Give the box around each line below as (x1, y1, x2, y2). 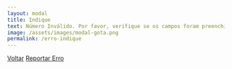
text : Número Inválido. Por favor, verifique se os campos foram (7, 23, 199, 29)
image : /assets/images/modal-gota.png (7, 29, 119, 36)
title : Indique (7, 16, 51, 23)
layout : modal (7, 10, 48, 17)
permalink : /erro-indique (7, 36, 81, 42)
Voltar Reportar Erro (7, 54, 64, 62)
